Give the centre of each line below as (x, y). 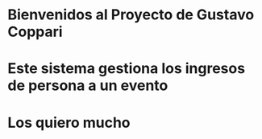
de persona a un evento (88, 86)
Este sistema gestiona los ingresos (127, 69)
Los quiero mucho (69, 123)
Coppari (35, 32)
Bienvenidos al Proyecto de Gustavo (131, 15)
